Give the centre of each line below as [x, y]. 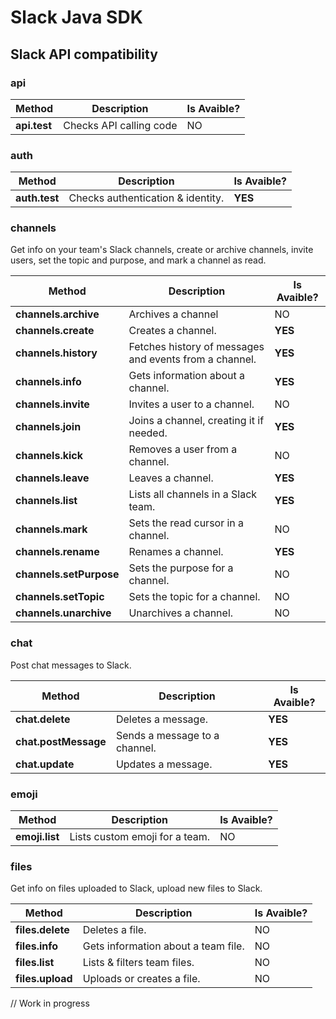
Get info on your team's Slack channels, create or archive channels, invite [162, 250]
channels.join [48, 427]
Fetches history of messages [196, 347]
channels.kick [49, 456]
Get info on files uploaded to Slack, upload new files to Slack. [136, 888]
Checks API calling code [120, 125]
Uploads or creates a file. [141, 979]
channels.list [46, 501]
